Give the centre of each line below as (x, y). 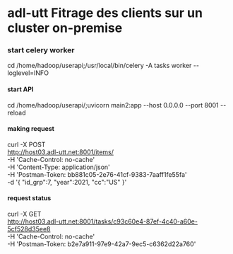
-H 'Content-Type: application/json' (59, 167)
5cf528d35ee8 (29, 229)
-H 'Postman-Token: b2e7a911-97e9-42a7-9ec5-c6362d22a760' (102, 244)
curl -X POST (26, 144)
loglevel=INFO (28, 73)
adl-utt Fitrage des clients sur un (105, 13)
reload (17, 112)
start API (20, 89)
